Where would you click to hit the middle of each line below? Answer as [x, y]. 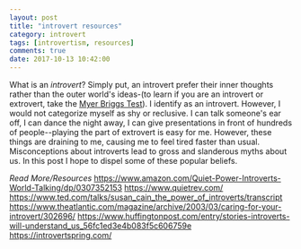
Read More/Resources [51, 178]
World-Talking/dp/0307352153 [66, 188]
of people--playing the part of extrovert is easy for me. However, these [141, 132]
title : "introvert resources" [66, 26]
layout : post [34, 17]
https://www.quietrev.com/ [174, 188]
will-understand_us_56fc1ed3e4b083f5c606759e [101, 226]
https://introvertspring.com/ [61, 235]
